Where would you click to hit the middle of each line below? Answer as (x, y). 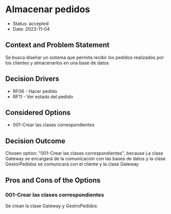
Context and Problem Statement (57, 45)
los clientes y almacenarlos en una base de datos (57, 63)
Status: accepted (31, 23)
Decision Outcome (35, 141)
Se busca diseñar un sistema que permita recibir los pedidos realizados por (85, 57)
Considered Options (38, 113)
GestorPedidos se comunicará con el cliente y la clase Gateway (72, 164)
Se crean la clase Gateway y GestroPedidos (51, 206)
